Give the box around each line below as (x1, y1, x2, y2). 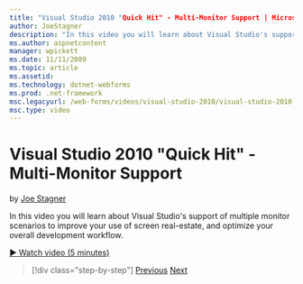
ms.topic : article (9, 64, 78, 73)
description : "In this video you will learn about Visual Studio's (9, 30, 269, 39)
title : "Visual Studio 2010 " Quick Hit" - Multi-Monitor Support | (9, 13, 269, 23)
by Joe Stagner (9, 193, 67, 204)
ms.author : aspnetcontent (9, 38, 106, 48)
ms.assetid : (9, 72, 54, 81)
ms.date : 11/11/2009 (9, 55, 87, 64)
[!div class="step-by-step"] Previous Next (31, 265, 188, 276)
